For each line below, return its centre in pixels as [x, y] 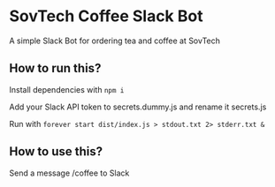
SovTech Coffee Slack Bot [106, 16]
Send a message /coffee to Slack [69, 173]
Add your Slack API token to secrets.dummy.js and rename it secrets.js [138, 107]
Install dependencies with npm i [67, 89]
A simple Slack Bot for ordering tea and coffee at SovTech [115, 41]
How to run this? [55, 68]
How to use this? [56, 152]
